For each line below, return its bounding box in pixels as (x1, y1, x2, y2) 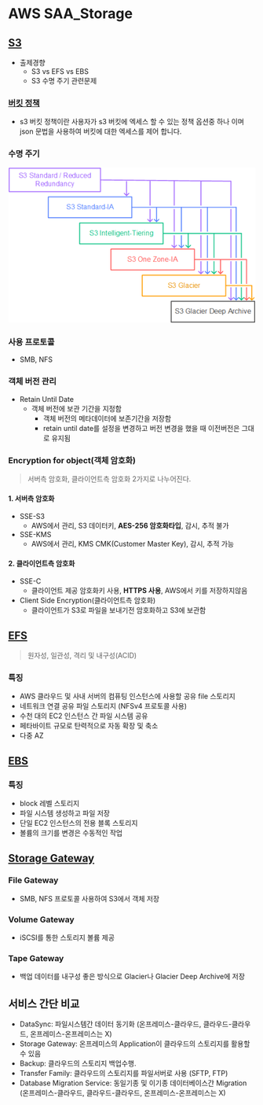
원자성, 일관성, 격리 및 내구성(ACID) (27, 650, 137, 661)
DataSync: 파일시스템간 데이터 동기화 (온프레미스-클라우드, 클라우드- (19, 1019, 232, 1029)
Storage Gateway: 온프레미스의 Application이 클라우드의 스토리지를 (19, 1039, 230, 1048)
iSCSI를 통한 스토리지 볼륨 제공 (19, 933, 115, 942)
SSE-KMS (19, 530, 52, 540)
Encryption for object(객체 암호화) (8, 455, 136, 466)
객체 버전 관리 (8, 376, 57, 387)
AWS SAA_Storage (8, 5, 133, 23)
